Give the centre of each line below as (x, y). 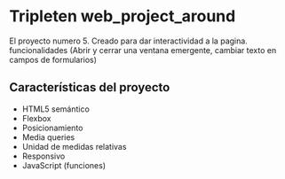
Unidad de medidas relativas (74, 146)
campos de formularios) (53, 59)
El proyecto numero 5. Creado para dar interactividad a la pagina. (129, 41)
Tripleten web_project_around (123, 16)
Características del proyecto (90, 87)
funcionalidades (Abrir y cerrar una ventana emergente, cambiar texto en (143, 50)
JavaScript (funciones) (64, 165)
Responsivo (44, 156)
